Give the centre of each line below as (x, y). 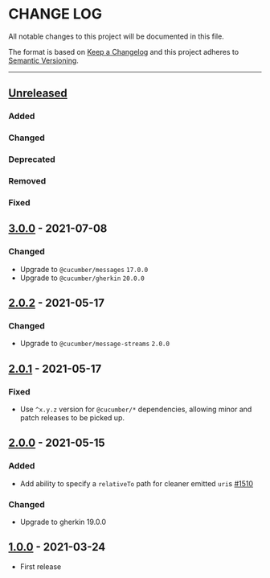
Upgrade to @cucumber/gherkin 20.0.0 (82, 278)
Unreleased (38, 93)
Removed (27, 181)
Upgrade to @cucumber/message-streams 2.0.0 (95, 344)
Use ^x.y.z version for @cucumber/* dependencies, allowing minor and (136, 409)
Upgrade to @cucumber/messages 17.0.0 (84, 269)
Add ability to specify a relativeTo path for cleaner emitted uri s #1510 (137, 483)
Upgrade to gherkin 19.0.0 (63, 522)
